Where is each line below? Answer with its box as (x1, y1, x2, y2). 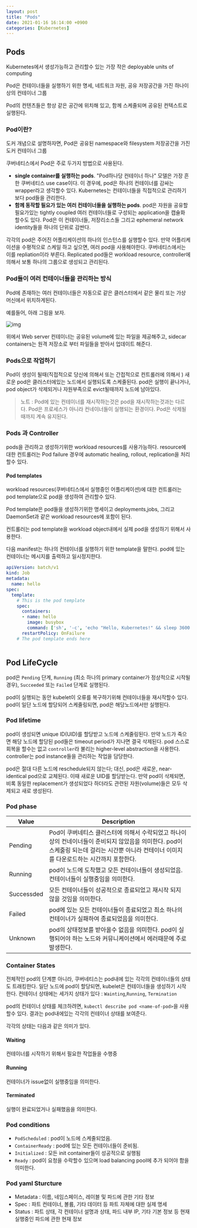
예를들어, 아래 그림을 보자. (6, 309, 66, 316)
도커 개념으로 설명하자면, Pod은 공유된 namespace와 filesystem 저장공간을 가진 (6, 140, 191, 147)
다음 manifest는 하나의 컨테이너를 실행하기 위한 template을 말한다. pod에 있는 (6, 545, 186, 552)
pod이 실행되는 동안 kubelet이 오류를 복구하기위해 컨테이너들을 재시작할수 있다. (6, 694, 189, 701)
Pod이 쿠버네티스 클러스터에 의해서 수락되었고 (49, 828, 169, 836)
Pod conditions (6, 1120, 50, 1128)
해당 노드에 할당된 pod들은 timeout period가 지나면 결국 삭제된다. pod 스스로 (12, 737, 189, 745)
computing (6, 70, 32, 77)
